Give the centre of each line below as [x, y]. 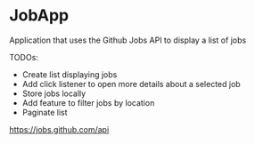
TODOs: [24, 57]
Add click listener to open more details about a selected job [131, 84]
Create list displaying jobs [70, 74]
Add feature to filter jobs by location [88, 102]
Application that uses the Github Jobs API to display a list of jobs [128, 40]
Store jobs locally [54, 93]
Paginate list [45, 112]
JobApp [39, 16]
